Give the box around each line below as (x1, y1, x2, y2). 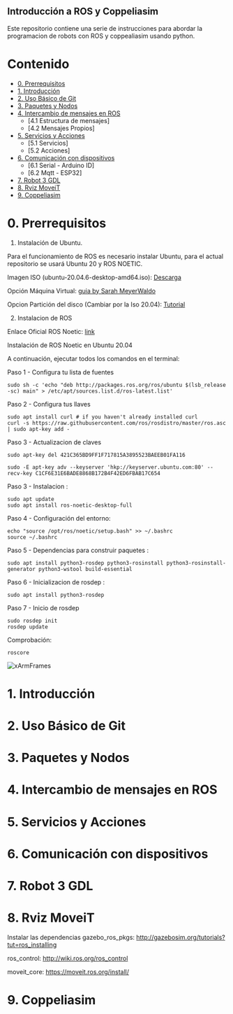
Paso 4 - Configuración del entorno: (7, 514, 111, 522)
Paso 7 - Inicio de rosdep (7, 603, 80, 612)
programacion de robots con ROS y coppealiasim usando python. (7, 31, 195, 40)
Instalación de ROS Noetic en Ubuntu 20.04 (7, 341, 133, 349)
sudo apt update (7, 495, 54, 502)
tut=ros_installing (7, 941, 57, 949)
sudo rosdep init (7, 617, 58, 624)
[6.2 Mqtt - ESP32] (27, 168, 82, 177)
